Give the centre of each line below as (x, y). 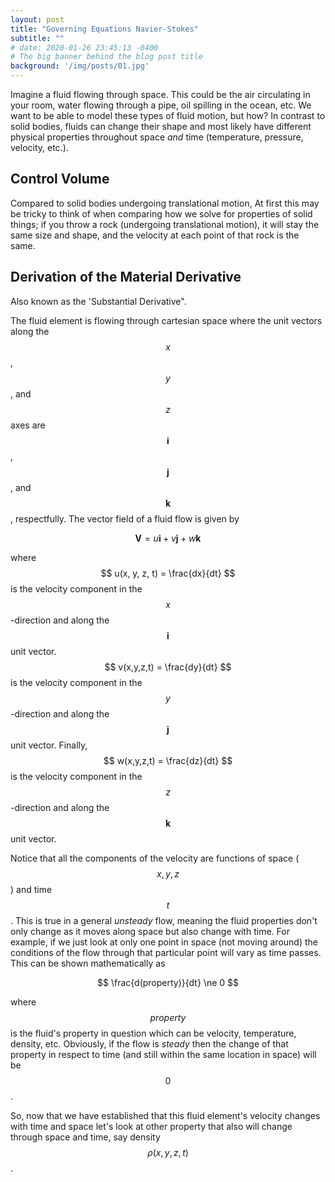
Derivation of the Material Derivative (126, 277)
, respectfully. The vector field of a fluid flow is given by (125, 518)
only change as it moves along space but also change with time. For (150, 931)
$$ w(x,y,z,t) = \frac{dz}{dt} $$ (168, 760)
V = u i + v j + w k (168, 538)
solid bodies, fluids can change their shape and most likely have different (161, 126)
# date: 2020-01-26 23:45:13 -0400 (84, 47)
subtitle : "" (37, 38)
